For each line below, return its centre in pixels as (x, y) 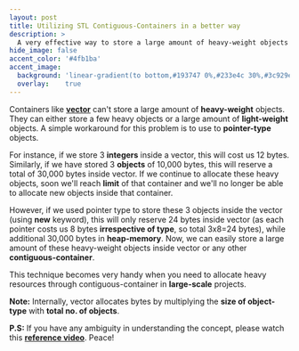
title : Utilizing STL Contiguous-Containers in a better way (125, 26)
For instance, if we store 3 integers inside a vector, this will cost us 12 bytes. (149, 155)
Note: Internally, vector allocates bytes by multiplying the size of (128, 301)
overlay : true (49, 84)
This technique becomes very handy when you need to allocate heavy (138, 274)
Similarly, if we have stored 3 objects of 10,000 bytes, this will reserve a (141, 164)
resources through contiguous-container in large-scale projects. (128, 284)
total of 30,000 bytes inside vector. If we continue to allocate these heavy (144, 174)
